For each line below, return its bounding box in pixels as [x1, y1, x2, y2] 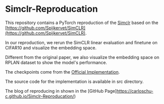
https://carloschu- [116, 88, 154, 94]
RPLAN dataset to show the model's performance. [5, 59, 107, 65]
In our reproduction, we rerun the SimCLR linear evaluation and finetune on [5, 39, 158, 45]
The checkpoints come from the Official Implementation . [5, 69, 120, 75]
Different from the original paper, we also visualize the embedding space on [5, 54, 160, 60]
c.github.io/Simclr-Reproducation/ [5, 93, 75, 99]
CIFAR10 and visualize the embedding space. [5, 45, 97, 51]
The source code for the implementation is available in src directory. [5, 78, 144, 84]
